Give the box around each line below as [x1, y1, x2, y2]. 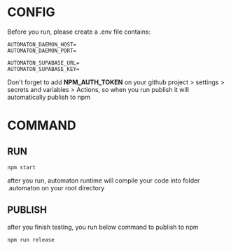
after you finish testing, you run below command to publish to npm [7, 223, 199, 231]
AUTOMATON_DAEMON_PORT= [7, 47, 77, 54]
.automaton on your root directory [7, 183, 105, 192]
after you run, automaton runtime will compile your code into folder [7, 176, 200, 185]
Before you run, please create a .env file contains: [7, 27, 151, 36]
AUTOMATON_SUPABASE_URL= [7, 59, 80, 67]
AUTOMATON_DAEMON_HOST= [7, 41, 77, 48]
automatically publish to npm [7, 93, 91, 101]
